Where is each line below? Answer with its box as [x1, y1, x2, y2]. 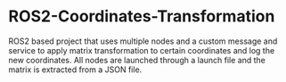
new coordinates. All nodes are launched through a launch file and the [8, 54, 266, 65]
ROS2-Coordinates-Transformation [8, 6, 275, 27]
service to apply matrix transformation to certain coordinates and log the [8, 45, 275, 55]
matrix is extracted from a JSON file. [8, 64, 143, 75]
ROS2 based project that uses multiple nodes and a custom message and [8, 36, 278, 46]
